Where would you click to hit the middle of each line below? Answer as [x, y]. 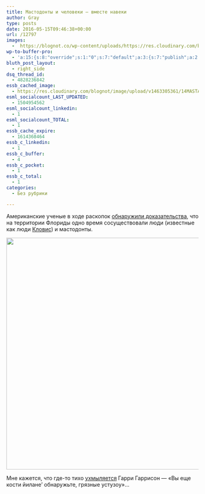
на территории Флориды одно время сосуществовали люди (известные [101, 223]
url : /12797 [21, 35]
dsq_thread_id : [26, 74]
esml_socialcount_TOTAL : [38, 120]
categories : [21, 188]
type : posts [21, 23]
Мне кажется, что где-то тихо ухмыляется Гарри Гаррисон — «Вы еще [99, 478]
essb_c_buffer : [26, 154]
